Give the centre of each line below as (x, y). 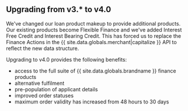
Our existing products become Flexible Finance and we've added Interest (94, 30)
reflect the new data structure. (43, 48)
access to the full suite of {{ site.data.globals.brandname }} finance (95, 71)
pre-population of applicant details (56, 89)
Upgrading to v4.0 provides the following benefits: (67, 59)
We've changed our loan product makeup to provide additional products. (93, 23)
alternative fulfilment (39, 83)
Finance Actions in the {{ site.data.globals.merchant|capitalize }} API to (91, 42)
